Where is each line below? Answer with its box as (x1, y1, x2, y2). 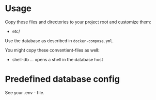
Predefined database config (5, 74, 120, 85)
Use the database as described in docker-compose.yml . (5, 37, 114, 44)
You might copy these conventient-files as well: (5, 47, 100, 53)
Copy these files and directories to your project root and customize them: (5, 19, 152, 25)
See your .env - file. (5, 89, 45, 95)
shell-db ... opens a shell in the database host (12, 56, 103, 62)
